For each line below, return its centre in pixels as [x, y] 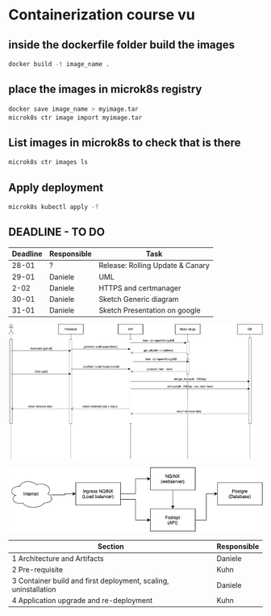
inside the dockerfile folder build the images [122, 45]
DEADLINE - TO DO [56, 232]
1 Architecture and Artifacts [58, 558]
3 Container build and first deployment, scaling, [90, 581]
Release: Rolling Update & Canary [154, 266]
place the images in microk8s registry [105, 89]
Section [111, 547]
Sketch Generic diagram [139, 300]
